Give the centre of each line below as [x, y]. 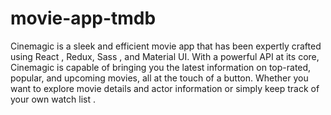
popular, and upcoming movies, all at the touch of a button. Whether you [159, 78]
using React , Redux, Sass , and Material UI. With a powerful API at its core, [165, 56]
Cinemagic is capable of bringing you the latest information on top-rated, [161, 67]
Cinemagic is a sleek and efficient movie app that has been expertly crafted [166, 46]
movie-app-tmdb [83, 18]
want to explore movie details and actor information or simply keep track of [165, 88]
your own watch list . [53, 99]
